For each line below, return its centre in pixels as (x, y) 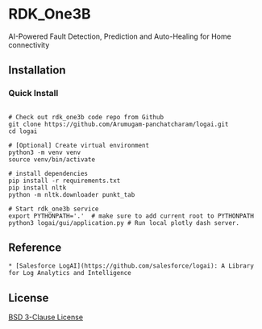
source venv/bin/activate (52, 159)
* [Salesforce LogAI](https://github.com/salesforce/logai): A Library (131, 266)
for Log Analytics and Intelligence (70, 273)
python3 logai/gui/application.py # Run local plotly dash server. (124, 223)
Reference (35, 248)
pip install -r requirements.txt (64, 181)
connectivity (29, 44)
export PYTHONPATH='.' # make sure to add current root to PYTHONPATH (131, 216)
